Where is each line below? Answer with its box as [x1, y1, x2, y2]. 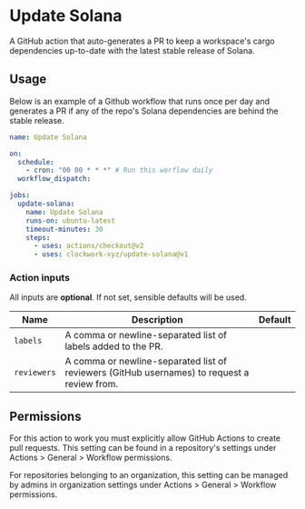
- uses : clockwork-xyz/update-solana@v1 [33, 250, 189, 259]
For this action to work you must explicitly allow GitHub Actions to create [9, 433, 281, 444]
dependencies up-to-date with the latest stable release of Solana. [9, 45, 256, 55]
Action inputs [9, 272, 71, 284]
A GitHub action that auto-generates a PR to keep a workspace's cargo [9, 35, 275, 46]
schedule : [17, 157, 54, 166]
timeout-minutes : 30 [25, 225, 103, 234]
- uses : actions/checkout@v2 [33, 242, 144, 251]
